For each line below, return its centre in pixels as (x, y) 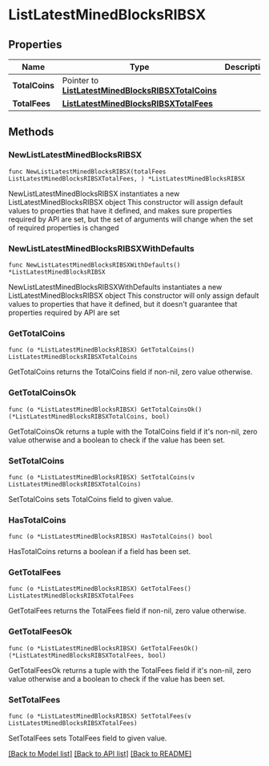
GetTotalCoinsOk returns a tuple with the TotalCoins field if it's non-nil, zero (133, 431)
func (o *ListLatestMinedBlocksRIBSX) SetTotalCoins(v (102, 477)
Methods (31, 132)
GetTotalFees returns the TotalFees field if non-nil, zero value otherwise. (127, 611)
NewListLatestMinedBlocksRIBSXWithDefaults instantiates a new (115, 287)
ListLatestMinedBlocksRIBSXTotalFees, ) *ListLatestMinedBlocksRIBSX (127, 178)
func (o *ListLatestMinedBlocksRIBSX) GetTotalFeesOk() (103, 648)
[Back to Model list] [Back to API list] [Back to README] (100, 754)
